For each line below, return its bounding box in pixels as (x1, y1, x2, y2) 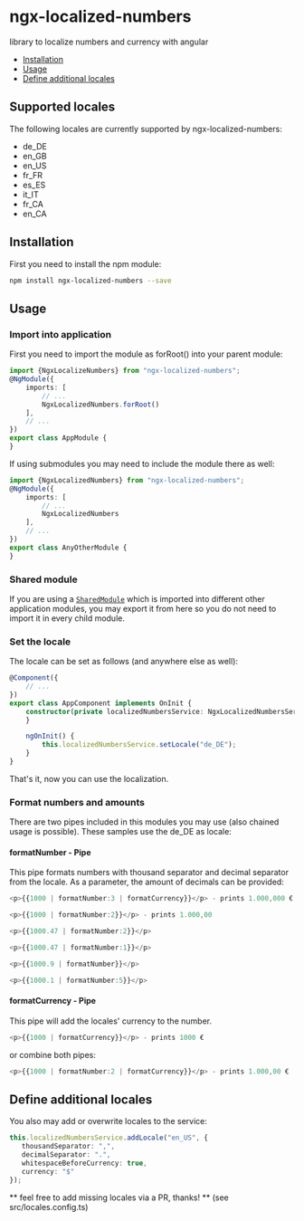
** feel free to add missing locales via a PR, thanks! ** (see (9, 1192, 229, 1203)
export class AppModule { (9, 434, 107, 443)
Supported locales (9, 100, 116, 115)
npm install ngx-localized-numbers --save (9, 276, 172, 285)
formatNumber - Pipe (9, 846, 91, 857)
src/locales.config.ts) (9, 1201, 89, 1212)
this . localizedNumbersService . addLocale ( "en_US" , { (9, 1133, 208, 1142)
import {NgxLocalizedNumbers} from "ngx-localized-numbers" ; (9, 475, 245, 485)
